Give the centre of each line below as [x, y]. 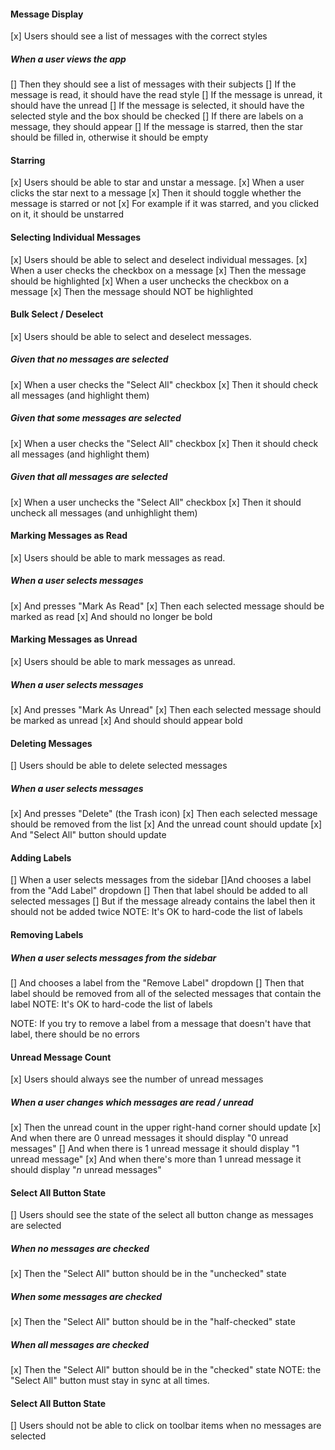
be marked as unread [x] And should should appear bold [126, 721]
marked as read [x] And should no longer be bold [111, 616]
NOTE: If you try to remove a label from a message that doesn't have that [161, 1023]
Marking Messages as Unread [74, 639]
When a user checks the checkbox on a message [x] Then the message [158, 270]
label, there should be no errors [75, 1034]
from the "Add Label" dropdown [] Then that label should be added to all [159, 891]
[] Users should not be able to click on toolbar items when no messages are [166, 1426]
